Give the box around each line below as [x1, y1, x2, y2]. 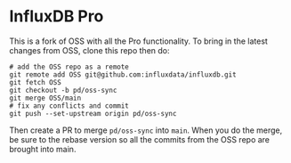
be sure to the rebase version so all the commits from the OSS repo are [9, 134, 270, 144]
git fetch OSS [9, 77, 62, 86]
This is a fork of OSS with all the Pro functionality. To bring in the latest [9, 36, 269, 46]
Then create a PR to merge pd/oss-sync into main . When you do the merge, [9, 125, 283, 135]
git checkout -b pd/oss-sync [9, 86, 117, 94]
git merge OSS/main [9, 94, 82, 102]
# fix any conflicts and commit [9, 101, 129, 110]
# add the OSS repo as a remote [9, 62, 129, 71]
